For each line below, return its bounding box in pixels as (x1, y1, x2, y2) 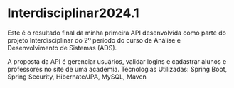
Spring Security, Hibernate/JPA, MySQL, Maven (7, 72, 147, 81)
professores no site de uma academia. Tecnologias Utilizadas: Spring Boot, (7, 65, 228, 73)
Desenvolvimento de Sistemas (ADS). (7, 43, 117, 52)
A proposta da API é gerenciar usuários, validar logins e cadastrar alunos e (7, 57, 227, 65)
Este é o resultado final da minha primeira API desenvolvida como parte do (7, 28, 226, 37)
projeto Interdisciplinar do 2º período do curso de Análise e (7, 35, 181, 44)
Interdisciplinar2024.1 (7, 5, 140, 21)
